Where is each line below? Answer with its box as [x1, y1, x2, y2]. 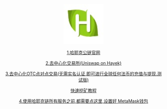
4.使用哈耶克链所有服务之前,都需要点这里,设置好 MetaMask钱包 [19, 98, 148, 104]
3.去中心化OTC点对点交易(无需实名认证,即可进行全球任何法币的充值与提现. [5, 71, 158, 77]
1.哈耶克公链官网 [67, 50, 100, 55]
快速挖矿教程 [70, 88, 97, 93]
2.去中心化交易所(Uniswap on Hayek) [45, 60, 122, 66]
